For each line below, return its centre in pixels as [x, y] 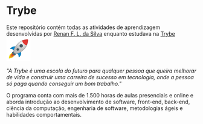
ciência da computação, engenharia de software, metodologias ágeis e [95, 108]
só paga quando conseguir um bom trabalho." [64, 83]
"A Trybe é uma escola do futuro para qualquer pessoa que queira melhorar [101, 71]
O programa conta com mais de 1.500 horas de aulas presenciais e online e [100, 95]
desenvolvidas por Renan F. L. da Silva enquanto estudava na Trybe [91, 33]
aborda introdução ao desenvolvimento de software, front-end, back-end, [98, 102]
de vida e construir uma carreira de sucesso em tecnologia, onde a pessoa [100, 77]
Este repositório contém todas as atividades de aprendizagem [83, 27]
